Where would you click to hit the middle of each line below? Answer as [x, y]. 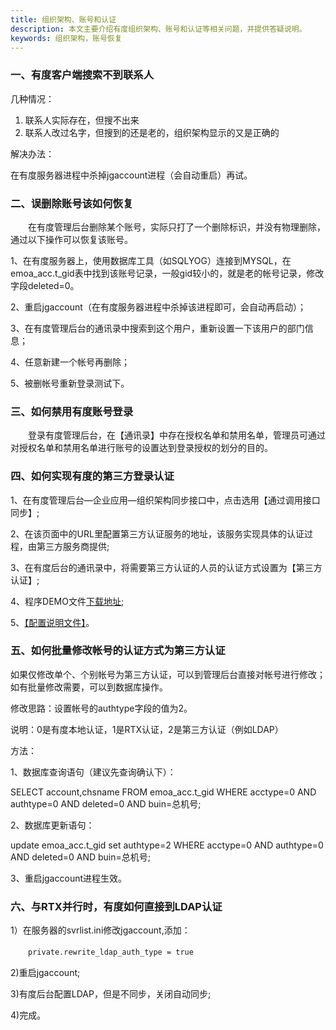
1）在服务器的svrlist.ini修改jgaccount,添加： [100, 930]
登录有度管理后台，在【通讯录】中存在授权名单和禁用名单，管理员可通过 [176, 435]
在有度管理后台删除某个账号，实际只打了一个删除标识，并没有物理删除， [176, 227]
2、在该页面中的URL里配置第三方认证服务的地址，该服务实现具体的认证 [157, 533]
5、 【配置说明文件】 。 [52, 622]
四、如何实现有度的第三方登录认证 [92, 476]
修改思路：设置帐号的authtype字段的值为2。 [101, 708]
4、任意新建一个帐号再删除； [70, 362]
